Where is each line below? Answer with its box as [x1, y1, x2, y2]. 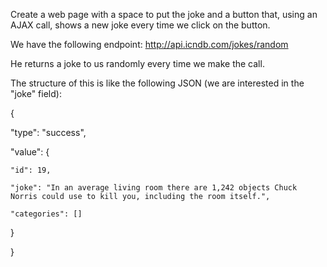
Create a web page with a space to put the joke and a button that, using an [10, 9, 318, 20]
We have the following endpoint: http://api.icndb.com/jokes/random [10, 39, 289, 50]
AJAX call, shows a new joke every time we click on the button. [10, 19, 271, 31]
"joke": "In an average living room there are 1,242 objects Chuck [10, 183, 298, 193]
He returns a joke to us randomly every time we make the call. [10, 58, 265, 69]
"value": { [10, 146, 50, 158]
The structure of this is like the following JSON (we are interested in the [10, 77, 305, 89]
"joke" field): [10, 88, 62, 99]
